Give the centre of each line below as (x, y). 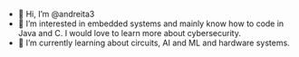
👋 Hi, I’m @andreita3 (56, 14)
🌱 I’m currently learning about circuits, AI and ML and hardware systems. (154, 43)
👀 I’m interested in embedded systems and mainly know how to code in (151, 24)
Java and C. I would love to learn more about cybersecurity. (130, 33)
